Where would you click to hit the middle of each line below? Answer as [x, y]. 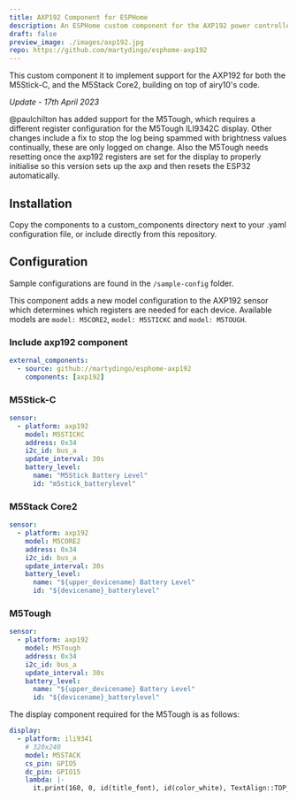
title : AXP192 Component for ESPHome [79, 17]
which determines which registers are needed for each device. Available [141, 310]
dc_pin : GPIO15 [53, 772]
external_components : [49, 361]
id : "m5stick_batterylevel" [84, 483]
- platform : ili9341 [55, 739]
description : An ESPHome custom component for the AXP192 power [130, 26]
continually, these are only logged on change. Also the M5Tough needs [139, 148]
